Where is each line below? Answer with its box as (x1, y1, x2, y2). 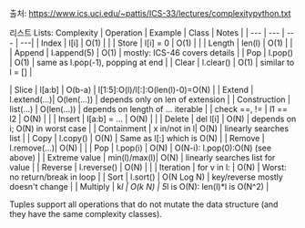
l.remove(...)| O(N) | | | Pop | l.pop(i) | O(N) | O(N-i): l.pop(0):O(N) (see (9, 142, 271, 153)
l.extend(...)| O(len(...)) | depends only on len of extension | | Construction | (9, 94, 291, 105)
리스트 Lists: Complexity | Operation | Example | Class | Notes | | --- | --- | (9, 27, 285, 38)
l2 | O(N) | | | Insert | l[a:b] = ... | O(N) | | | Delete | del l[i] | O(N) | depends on (9, 113, 297, 124)
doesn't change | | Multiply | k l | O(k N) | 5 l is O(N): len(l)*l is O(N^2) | (9, 181, 269, 192)
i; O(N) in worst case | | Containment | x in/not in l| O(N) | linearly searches (9, 123, 290, 134)
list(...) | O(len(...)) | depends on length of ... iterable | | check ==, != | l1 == (9, 104, 289, 114)
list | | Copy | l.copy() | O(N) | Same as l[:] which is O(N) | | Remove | (9, 133, 266, 143)
